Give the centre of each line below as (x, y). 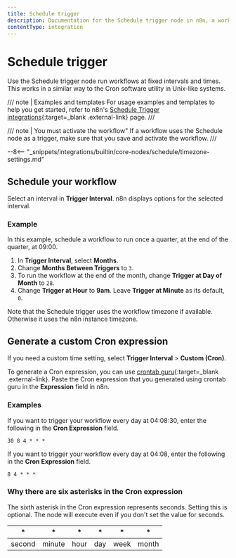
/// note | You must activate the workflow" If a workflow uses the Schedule (115, 131)
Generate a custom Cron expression (88, 341)
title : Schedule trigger (44, 14)
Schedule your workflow (62, 181)
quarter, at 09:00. (33, 247)
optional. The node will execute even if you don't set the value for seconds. (116, 514)
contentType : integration (45, 27)
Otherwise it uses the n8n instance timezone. (73, 319)
